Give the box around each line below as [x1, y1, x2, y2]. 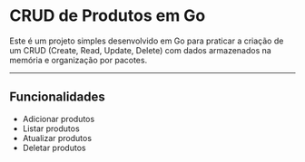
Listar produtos [22, 123, 80, 134]
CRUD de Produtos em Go [9, 5, 206, 26]
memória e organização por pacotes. [9, 54, 148, 65]
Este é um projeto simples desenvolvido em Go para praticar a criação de [9, 35, 284, 46]
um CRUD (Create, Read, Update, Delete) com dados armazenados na [9, 44, 272, 55]
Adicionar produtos [22, 113, 95, 124]
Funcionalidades [9, 90, 106, 105]
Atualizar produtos [22, 132, 93, 143]
